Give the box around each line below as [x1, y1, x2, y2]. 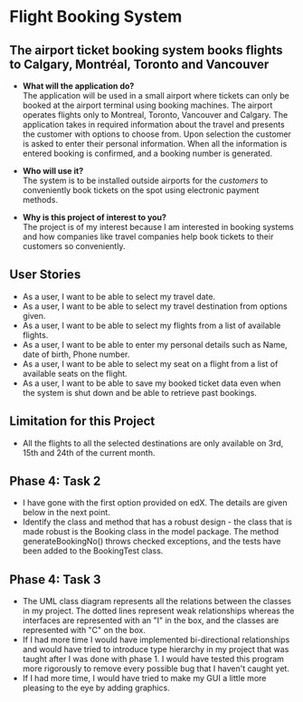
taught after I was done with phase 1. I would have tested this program [22, 654, 285, 665]
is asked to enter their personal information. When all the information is [22, 139, 288, 149]
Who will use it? [22, 166, 84, 176]
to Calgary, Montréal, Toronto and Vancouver [9, 56, 270, 72]
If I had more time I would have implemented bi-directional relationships [22, 634, 290, 645]
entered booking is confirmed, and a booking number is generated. [22, 148, 273, 159]
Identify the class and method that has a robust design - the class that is [22, 516, 292, 527]
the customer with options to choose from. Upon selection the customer [22, 129, 292, 139]
